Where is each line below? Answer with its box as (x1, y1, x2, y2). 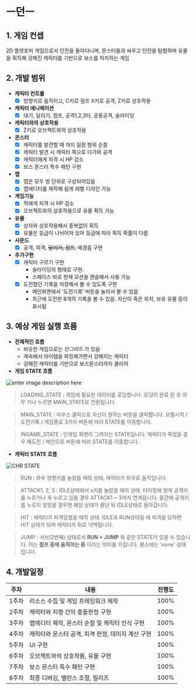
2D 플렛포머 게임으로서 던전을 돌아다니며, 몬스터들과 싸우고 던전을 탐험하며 (6, 47, 177, 54)
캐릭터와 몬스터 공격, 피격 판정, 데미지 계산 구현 (29, 630, 152, 638)
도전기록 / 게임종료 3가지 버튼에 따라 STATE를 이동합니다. (20, 418, 152, 425)
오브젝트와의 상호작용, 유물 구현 (29, 652, 112, 660)
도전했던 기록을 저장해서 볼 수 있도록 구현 (23, 281, 118, 288)
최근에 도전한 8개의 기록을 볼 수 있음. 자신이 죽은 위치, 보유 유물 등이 (32, 295, 188, 302)
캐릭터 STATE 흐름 (14, 450, 57, 457)
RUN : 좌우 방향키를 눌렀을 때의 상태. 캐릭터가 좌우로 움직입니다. (20, 474, 167, 481)
